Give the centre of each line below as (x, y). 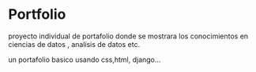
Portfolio (37, 14)
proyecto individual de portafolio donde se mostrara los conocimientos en (128, 36)
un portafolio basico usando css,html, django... (85, 59)
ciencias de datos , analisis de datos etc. (74, 44)
